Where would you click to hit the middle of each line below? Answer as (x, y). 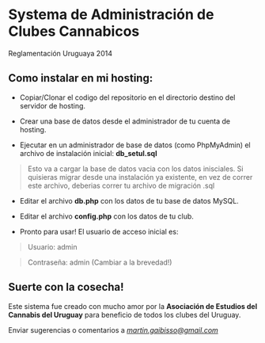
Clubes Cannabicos (74, 31)
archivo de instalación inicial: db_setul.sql (88, 153)
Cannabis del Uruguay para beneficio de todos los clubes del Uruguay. (125, 314)
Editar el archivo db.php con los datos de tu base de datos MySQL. (129, 200)
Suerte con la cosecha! (66, 287)
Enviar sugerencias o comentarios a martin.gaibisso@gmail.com (114, 330)
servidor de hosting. (52, 105)
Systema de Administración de (111, 15)
